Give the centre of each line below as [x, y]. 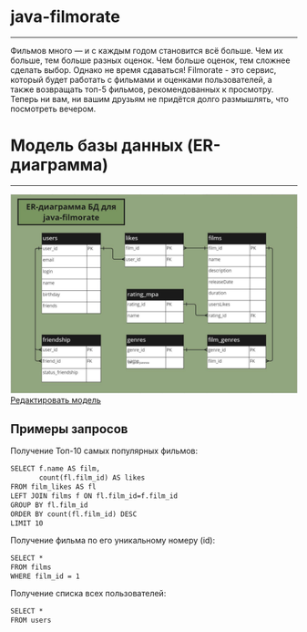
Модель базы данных [97, 145]
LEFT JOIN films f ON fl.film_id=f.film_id [94, 496]
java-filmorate [66, 17]
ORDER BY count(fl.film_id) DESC [74, 514]
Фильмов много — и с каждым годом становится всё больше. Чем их [147, 50]
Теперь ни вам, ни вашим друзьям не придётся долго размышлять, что [150, 98]
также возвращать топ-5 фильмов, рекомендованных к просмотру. [142, 89]
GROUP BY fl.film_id [50, 505]
